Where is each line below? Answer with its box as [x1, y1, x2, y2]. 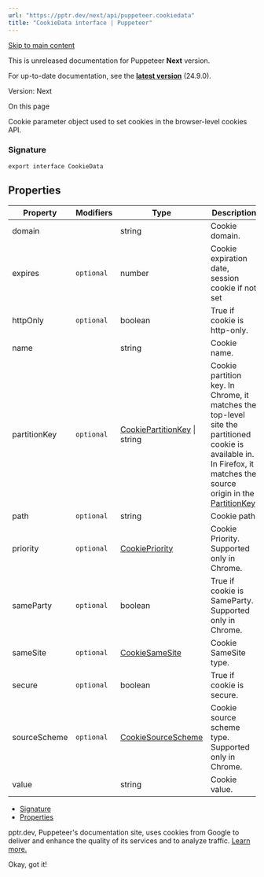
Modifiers [75, 207, 113, 218]
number [120, 267, 149, 278]
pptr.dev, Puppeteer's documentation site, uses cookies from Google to [8, 827, 240, 837]
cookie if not [211, 282, 257, 293]
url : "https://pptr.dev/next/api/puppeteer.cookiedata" [8, 11, 195, 20]
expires [12, 267, 39, 278]
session [211, 272, 240, 283]
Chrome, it [211, 389, 249, 400]
